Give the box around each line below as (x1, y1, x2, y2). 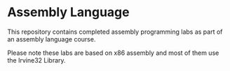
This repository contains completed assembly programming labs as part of (7, 27, 223, 36)
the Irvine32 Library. (7, 56, 66, 64)
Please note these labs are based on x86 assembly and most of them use (7, 49, 219, 57)
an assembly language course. (7, 34, 96, 43)
